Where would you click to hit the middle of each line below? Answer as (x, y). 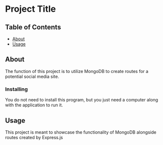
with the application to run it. (34, 105)
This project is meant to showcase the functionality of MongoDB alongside (81, 132)
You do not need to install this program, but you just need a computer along (82, 100)
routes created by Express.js (34, 137)
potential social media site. (32, 76)
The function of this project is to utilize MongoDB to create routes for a (77, 71)
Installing (16, 89)
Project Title (31, 9)
